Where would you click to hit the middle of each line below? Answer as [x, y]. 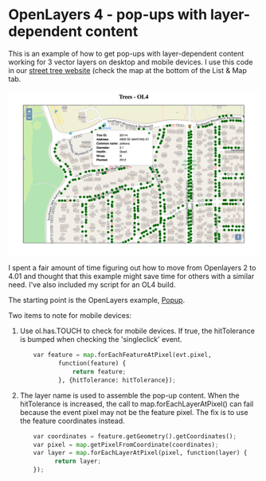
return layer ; [78, 462]
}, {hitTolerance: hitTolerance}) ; [117, 380]
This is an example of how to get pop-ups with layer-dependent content [126, 53]
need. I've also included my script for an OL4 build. [92, 285]
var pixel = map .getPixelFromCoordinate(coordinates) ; [126, 444]
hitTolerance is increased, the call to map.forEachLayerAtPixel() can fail [137, 404]
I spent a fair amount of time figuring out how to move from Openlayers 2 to [132, 268]
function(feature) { [92, 363]
